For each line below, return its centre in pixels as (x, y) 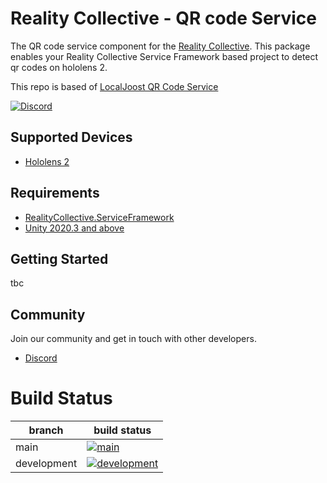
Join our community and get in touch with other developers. (133, 339)
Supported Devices (71, 137)
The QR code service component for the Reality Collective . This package (160, 46)
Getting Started (59, 258)
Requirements (55, 193)
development (46, 464)
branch (46, 430)
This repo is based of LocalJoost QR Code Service (114, 86)
